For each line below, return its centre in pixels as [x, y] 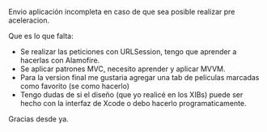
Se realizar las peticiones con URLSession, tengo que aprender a [128, 51]
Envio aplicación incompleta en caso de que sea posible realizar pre [122, 12]
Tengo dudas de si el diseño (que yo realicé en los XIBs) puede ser [131, 95]
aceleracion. [29, 20]
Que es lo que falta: [41, 36]
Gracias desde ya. [38, 119]
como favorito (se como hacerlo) [75, 86]
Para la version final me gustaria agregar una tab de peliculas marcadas [140, 77]
